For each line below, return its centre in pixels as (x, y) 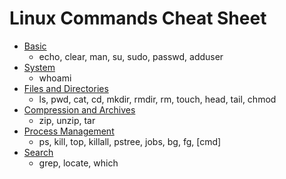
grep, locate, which (78, 163)
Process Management (69, 131)
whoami (55, 78)
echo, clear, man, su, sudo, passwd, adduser (131, 56)
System (39, 67)
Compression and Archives (79, 109)
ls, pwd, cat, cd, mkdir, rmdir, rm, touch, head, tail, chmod (157, 99)
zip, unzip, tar (67, 120)
